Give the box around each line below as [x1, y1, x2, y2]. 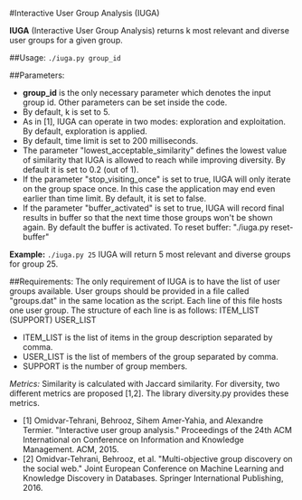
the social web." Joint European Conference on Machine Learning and [22, 463, 285, 474]
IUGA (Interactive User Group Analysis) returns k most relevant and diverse [9, 25, 289, 35]
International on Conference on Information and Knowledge [22, 434, 244, 445]
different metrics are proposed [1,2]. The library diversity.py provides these [9, 388, 289, 399]
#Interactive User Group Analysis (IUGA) [9, 8, 160, 18]
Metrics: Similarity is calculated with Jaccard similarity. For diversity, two [9, 379, 280, 389]
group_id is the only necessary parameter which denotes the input [22, 88, 271, 98]
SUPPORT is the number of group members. [22, 361, 188, 372]
